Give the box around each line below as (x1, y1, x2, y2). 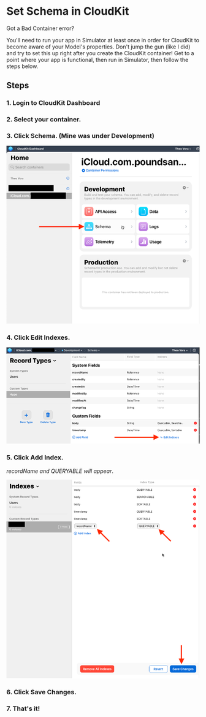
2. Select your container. (6, 115, 82, 124)
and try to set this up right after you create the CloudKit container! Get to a (6, 49, 194, 56)
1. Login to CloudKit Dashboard (6, 99, 101, 107)
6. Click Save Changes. (6, 688, 77, 696)
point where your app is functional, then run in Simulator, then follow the (6, 56, 189, 63)
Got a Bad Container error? (6, 25, 75, 32)
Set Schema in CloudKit (6, 4, 129, 18)
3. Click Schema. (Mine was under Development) (6, 132, 154, 140)
